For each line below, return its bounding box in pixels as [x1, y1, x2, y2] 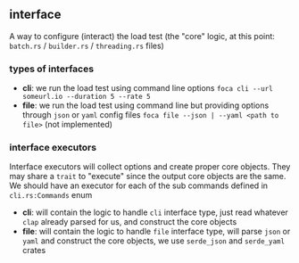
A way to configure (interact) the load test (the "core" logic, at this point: [9, 30, 275, 41]
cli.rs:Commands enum [9, 190, 93, 201]
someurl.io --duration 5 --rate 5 [21, 93, 151, 102]
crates [21, 245, 46, 256]
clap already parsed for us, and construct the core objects [21, 217, 237, 227]
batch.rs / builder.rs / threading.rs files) [9, 40, 165, 51]
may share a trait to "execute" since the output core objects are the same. [9, 171, 287, 182]
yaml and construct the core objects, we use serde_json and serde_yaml [21, 235, 286, 246]
